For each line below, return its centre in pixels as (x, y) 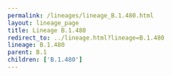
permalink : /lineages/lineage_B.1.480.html (81, 15)
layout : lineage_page (43, 23)
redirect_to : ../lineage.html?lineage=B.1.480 (86, 38)
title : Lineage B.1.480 (47, 30)
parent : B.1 (27, 52)
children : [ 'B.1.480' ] (45, 60)
